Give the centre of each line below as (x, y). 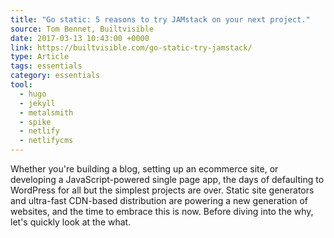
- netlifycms (46, 141)
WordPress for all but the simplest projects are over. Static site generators (162, 190)
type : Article (40, 57)
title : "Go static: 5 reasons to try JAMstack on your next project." (160, 19)
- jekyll (37, 103)
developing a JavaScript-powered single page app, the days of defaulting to (167, 179)
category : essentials (55, 76)
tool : (21, 85)
